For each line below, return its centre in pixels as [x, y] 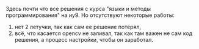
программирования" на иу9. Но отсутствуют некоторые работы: [90, 15]
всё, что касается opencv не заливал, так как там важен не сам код [103, 33]
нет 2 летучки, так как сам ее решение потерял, [78, 27]
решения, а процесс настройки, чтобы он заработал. [84, 40]
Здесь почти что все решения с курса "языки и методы [78, 9]
